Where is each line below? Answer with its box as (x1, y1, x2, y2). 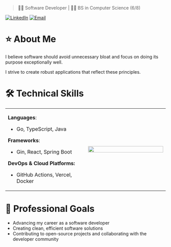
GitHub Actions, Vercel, (16, 171, 72, 178)
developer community (12, 236, 59, 242)
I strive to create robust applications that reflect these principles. (5, 69, 141, 75)
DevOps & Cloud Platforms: (8, 160, 75, 167)
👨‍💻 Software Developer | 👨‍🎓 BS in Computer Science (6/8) (17, 5, 141, 11)
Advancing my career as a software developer (12, 220, 110, 226)
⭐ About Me (5, 34, 56, 45)
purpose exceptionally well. (5, 59, 63, 65)
